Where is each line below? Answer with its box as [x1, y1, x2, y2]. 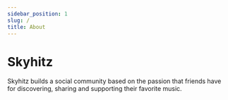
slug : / [7, 17, 30, 24]
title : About [7, 23, 46, 30]
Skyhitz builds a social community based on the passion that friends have [7, 77, 222, 85]
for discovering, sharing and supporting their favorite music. [7, 85, 182, 93]
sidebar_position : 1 [7, 10, 68, 18]
